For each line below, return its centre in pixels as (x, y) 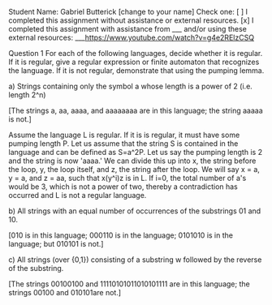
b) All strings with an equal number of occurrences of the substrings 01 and (135, 211)
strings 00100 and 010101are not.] (65, 292)
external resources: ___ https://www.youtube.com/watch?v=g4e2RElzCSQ (131, 37)
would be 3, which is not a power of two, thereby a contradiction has (123, 187)
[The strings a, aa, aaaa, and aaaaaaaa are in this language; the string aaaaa (136, 110)
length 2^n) (27, 95)
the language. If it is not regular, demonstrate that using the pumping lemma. (136, 71)
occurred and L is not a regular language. (78, 195)
